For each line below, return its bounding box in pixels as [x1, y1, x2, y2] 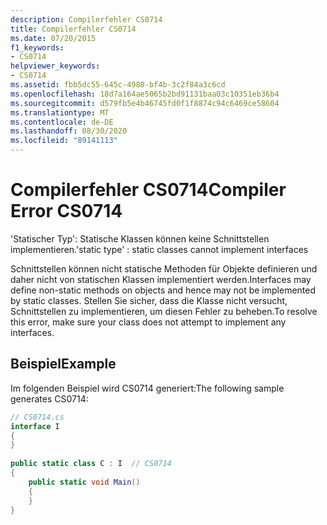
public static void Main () [28, 477, 141, 487]
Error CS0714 [10, 200, 123, 223]
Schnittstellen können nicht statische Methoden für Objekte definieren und [10, 262, 318, 275]
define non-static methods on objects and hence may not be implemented [10, 284, 317, 296]
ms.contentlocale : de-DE [10, 117, 114, 127]
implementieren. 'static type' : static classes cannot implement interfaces [10, 243, 309, 255]
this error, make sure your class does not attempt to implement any [10, 316, 287, 328]
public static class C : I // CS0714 [10, 459, 172, 469]
